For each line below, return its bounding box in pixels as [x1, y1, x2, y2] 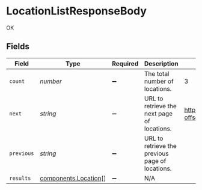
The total [144, 69, 170, 78]
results [9, 174, 31, 182]
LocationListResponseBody [6, 4, 147, 18]
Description [144, 59, 179, 67]
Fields [6, 41, 30, 52]
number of [144, 77, 174, 85]
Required [112, 59, 139, 67]
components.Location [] [40, 174, 106, 182]
